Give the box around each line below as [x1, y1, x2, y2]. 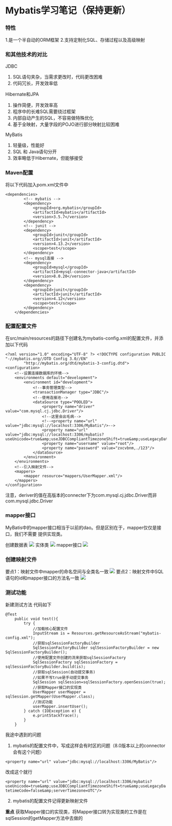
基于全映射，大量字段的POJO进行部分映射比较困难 [12, 121, 120, 127]
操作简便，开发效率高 [12, 102, 58, 108]
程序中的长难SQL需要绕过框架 [12, 108, 76, 115]
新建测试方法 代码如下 [5, 602, 52, 608]
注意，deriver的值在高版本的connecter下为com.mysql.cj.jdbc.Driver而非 [5, 492, 157, 498]
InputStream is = [32, 631, 70, 636]
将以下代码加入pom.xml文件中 [5, 182, 69, 188]
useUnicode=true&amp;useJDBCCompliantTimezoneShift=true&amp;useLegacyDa [5, 784, 166, 789]
